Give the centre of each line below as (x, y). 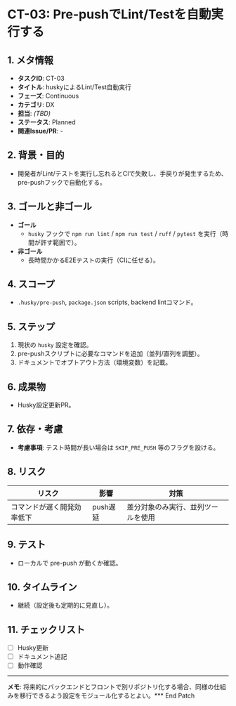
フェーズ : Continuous (48, 96)
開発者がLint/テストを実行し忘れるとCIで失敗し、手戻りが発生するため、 (122, 174)
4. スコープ (31, 284)
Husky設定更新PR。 (46, 405)
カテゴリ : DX (36, 105)
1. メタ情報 (31, 60)
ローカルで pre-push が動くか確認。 (70, 563)
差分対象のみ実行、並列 (166, 506)
